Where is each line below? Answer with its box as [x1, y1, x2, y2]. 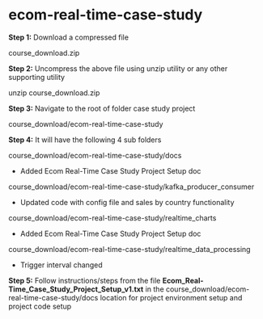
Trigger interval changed [19, 260, 103, 270]
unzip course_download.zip [8, 87, 100, 98]
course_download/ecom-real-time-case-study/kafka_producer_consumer [8, 182, 255, 191]
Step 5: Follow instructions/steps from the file [8, 275, 161, 285]
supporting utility [8, 72, 66, 82]
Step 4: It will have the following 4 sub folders [8, 135, 162, 145]
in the [145, 284, 164, 294]
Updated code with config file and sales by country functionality [19, 197, 235, 207]
